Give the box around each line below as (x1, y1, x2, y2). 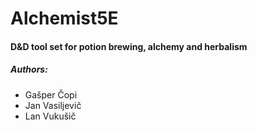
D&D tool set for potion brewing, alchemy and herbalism (10, 40, 248, 52)
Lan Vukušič (24, 110, 77, 122)
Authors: (10, 63, 48, 76)
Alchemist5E (10, 7, 119, 30)
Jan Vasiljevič (24, 99, 82, 111)
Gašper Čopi (24, 88, 78, 101)
